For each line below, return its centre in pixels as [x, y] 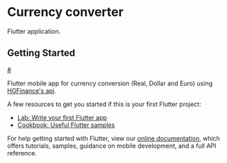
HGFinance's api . [32, 90]
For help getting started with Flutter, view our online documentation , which [114, 138]
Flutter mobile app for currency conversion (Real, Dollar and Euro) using [110, 83]
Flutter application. [34, 31]
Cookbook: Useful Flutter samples [66, 125]
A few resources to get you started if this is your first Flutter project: [104, 104]
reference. [22, 153]
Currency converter [65, 12]
